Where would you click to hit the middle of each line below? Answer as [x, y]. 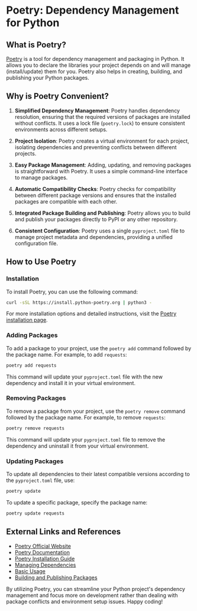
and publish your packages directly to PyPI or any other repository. [96, 219]
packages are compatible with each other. [66, 201]
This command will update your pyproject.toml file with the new [84, 377]
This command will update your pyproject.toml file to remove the [86, 439]
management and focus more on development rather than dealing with [92, 595]
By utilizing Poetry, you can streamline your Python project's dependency [96, 589]
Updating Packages [35, 461]
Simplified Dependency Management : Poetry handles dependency [97, 111]
